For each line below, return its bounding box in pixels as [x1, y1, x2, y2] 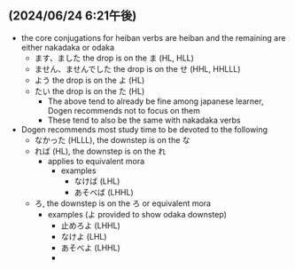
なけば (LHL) [74, 176, 120, 186]
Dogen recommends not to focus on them [47, 105, 200, 115]
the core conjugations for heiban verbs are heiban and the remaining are [20, 32, 286, 43]
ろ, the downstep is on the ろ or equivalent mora [34, 198, 212, 209]
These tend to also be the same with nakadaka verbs [47, 115, 241, 125]
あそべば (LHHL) [74, 186, 134, 197]
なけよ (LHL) [60, 231, 107, 241]
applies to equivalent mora [47, 155, 145, 166]
